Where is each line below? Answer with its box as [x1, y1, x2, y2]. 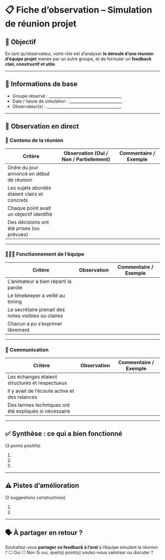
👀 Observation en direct [5, 122, 80, 131]
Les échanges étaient [7, 373, 57, 380]
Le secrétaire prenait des [7, 306, 65, 313]
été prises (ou [7, 225, 40, 232]
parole [7, 284, 23, 291]
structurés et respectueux [7, 379, 67, 386]
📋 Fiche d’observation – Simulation [5, 4, 152, 16]
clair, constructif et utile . [5, 61, 56, 67]
